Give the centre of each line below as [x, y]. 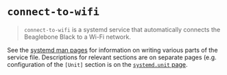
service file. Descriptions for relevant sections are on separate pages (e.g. [112, 57]
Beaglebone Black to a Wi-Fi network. [77, 37]
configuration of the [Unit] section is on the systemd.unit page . [97, 64]
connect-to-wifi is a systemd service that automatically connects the [122, 29]
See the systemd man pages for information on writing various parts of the [112, 50]
